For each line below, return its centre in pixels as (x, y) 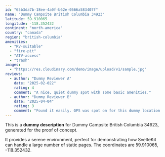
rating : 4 (24, 88)
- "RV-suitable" (26, 46)
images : (13, 65)
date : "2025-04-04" (34, 102)
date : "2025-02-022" (35, 83)
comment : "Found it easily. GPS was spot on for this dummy (77, 111)
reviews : (14, 74)
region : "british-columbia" (34, 38)
